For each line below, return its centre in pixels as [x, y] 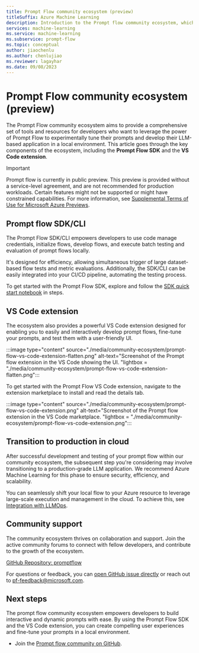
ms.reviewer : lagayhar [34, 61]
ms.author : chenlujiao [34, 56]
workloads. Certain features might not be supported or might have [87, 192]
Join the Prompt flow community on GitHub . [68, 644]
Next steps [27, 599]
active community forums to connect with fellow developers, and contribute [99, 544]
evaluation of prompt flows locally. [48, 251]
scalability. [19, 481]
